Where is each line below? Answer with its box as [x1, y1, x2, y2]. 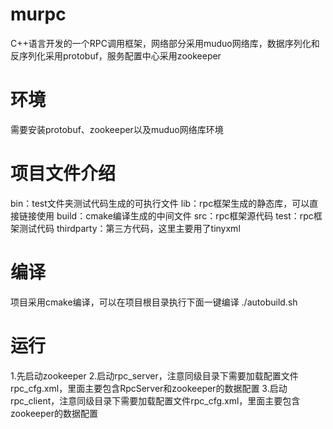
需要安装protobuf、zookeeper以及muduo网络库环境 [10, 123, 224, 135]
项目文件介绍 [10, 163, 117, 185]
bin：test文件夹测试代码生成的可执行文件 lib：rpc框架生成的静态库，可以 [10, 197, 310, 209]
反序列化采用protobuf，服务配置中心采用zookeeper [10, 49, 222, 62]
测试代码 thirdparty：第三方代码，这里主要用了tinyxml [18, 222, 241, 234]
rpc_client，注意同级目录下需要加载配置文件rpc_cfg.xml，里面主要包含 [10, 394, 301, 407]
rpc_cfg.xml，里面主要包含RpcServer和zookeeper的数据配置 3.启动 [10, 382, 288, 394]
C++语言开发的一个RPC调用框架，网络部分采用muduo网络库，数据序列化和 [10, 37, 320, 49]
